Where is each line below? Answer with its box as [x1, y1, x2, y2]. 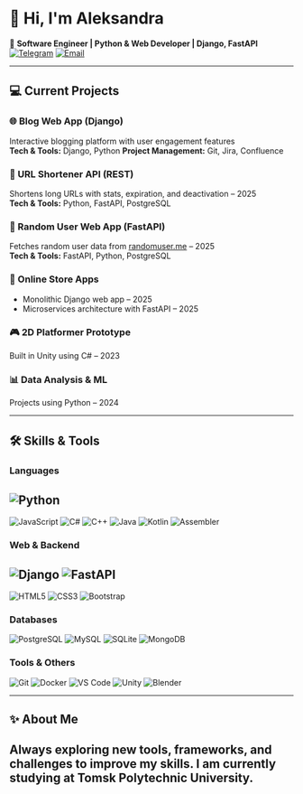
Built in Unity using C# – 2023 [9, 350, 120, 360]
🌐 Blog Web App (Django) [9, 115, 124, 127]
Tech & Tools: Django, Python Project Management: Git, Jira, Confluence [9, 145, 284, 156]
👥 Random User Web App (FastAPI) [9, 220, 166, 233]
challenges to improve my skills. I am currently [9, 756, 277, 771]
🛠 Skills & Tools [9, 433, 101, 448]
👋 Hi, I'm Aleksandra [9, 8, 164, 29]
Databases [9, 613, 58, 626]
